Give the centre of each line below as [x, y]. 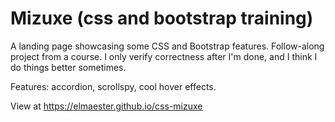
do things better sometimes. [68, 67]
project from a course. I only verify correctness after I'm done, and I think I [164, 56]
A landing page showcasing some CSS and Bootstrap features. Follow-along [167, 46]
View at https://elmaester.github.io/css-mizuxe [106, 106]
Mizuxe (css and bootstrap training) [162, 18]
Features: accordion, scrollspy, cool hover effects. [113, 86]
